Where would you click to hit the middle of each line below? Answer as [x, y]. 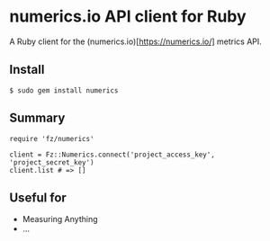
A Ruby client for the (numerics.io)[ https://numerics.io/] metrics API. [136, 41]
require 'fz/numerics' [52, 138]
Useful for [38, 197]
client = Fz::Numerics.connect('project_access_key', [112, 155]
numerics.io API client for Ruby [128, 17]
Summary [37, 118]
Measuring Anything [60, 219]
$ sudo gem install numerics [64, 90]
